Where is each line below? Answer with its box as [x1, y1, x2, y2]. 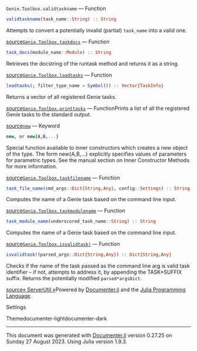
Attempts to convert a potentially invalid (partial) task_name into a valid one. [6, 26, 187, 34]
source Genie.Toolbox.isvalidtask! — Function [6, 240, 120, 247]
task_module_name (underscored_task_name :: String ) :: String [6, 219, 157, 225]
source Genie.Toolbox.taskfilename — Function [6, 174, 120, 181]
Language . [6, 292, 32, 300]
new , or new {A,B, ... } [6, 133, 59, 139]
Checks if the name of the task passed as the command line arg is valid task [6, 263, 191, 270]
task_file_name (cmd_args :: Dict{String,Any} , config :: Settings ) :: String [6, 185, 191, 191]
